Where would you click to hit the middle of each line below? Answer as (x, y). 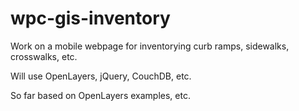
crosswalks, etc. (44, 56)
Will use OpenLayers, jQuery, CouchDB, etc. (101, 76)
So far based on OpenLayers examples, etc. (100, 95)
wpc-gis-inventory (90, 18)
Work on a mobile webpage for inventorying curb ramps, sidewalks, (150, 46)
